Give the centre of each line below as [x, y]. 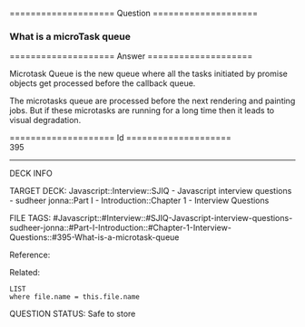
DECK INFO [31, 173]
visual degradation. [45, 120]
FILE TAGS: [30, 218]
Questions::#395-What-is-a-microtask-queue [94, 237]
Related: [25, 273]
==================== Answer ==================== [131, 56]
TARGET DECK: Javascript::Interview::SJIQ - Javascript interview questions [151, 191]
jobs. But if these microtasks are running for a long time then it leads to [142, 111]
